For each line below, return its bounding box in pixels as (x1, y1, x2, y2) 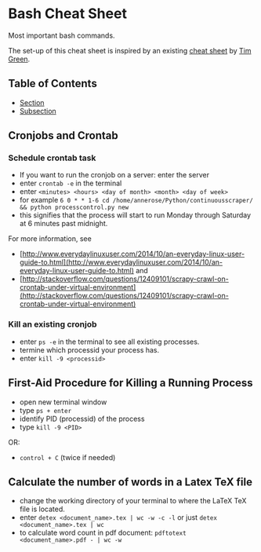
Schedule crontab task (8, 152, 96, 163)
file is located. (19, 504, 65, 514)
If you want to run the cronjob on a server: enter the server (19, 170, 210, 180)
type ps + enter (19, 405, 72, 415)
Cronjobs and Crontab (8, 129, 119, 142)
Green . (8, 54, 31, 64)
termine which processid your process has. (19, 345, 160, 354)
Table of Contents (8, 77, 98, 90)
